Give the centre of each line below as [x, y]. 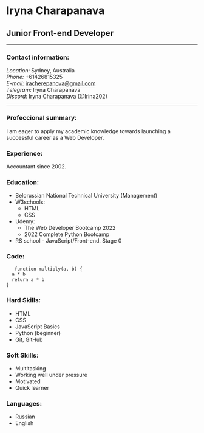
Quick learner [32, 388]
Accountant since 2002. [36, 166]
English [24, 423]
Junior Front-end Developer [60, 33]
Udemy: [25, 221]
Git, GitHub [29, 339]
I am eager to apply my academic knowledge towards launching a [89, 131]
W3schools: [30, 202]
